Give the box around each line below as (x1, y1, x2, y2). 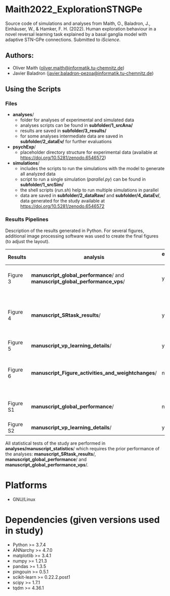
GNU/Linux (12, 496, 35, 502)
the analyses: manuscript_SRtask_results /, (5, 451, 96, 457)
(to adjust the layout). (5, 238, 50, 244)
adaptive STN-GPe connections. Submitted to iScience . (5, 37, 121, 43)
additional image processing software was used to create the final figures (5, 233, 158, 239)
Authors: (5, 51, 34, 60)
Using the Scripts (5, 85, 61, 93)
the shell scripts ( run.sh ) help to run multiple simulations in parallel (20, 187, 159, 193)
